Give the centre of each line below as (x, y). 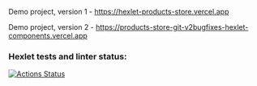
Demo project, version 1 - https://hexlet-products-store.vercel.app (119, 12)
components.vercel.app (48, 36)
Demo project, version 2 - (51, 27)
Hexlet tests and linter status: (68, 56)
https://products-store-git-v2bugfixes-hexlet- (172, 27)
